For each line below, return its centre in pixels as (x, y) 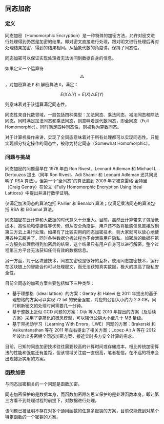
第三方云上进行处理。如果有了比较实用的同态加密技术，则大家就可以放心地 (80, 232)
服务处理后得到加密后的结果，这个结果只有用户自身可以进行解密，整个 (84, 244)
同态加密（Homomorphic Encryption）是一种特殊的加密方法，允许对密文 (78, 35)
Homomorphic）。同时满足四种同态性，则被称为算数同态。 (63, 127)
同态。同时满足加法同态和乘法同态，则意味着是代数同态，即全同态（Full (77, 120)
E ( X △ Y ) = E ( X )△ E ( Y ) (82, 94)
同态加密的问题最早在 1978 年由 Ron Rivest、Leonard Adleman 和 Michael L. (81, 168)
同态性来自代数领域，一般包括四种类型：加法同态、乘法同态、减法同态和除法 (82, 115)
